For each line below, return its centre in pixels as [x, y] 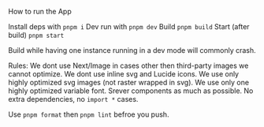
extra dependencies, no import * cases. [73, 99]
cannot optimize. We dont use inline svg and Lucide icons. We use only [123, 74]
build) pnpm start [36, 35]
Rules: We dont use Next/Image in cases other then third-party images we [128, 65]
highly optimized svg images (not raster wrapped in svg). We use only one [129, 82]
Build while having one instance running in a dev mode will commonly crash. [132, 50]
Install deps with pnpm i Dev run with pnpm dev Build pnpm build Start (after [129, 26]
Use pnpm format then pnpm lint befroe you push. [89, 114]
